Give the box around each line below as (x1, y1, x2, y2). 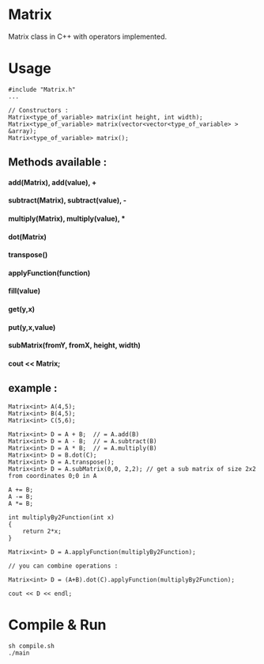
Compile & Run (8, 616, 107, 634)
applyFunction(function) (8, 267, 91, 278)
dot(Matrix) (8, 232, 47, 241)
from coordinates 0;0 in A (8, 472, 97, 480)
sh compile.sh (8, 642, 55, 650)
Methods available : (8, 156, 107, 169)
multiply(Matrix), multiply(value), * (8, 214, 126, 223)
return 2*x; (22, 527, 62, 535)
